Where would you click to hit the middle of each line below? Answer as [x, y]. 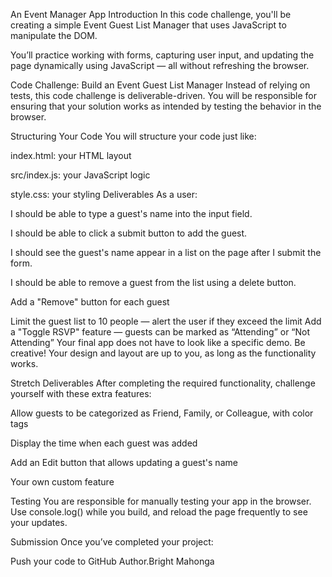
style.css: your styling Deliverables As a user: [104, 194]
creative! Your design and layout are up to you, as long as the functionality [163, 353]
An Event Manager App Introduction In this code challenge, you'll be [151, 14]
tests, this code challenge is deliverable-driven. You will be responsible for [163, 95]
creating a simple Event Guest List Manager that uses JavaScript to [148, 25]
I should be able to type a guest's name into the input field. [131, 213]
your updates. [39, 522]
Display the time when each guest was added [104, 443]
